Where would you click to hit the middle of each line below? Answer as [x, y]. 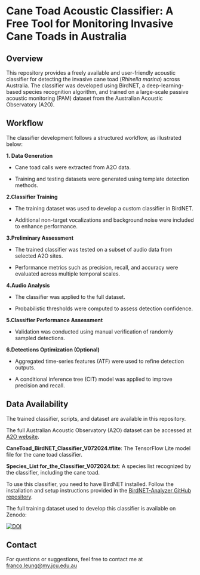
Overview [25, 58]
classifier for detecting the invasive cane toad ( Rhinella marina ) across [93, 79]
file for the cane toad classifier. [44, 454]
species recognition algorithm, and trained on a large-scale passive [106, 92]
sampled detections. [40, 338]
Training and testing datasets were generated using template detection [102, 179]
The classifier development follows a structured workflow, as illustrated [94, 137]
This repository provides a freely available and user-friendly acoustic [91, 73]
